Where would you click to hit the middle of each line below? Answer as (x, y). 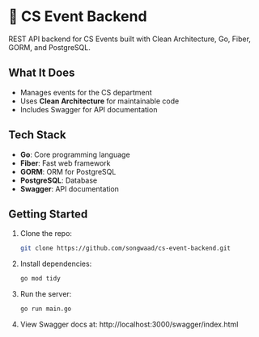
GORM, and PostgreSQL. (49, 47)
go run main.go (46, 309)
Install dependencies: (56, 264)
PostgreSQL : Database (59, 180)
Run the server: (46, 294)
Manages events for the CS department (86, 92)
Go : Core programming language (75, 154)
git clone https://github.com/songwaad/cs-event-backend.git (125, 249)
